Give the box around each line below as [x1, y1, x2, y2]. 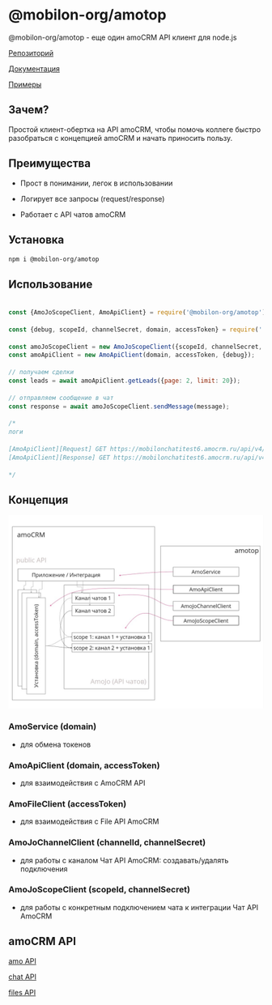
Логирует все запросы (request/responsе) [19, 194, 165, 203]
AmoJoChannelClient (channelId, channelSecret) [8, 837, 206, 848]
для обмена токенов [19, 739, 91, 749]
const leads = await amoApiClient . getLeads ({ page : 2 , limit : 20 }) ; [8, 377, 241, 385]
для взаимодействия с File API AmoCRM [19, 816, 159, 827]
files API [8, 987, 36, 997]
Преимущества [8, 156, 91, 171]
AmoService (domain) [8, 721, 97, 732]
